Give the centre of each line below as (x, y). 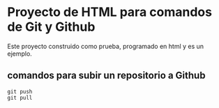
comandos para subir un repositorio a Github (106, 76)
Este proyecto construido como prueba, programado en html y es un (106, 46)
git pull (20, 98)
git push (20, 91)
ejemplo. (20, 54)
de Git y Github (51, 27)
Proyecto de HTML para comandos (110, 12)
